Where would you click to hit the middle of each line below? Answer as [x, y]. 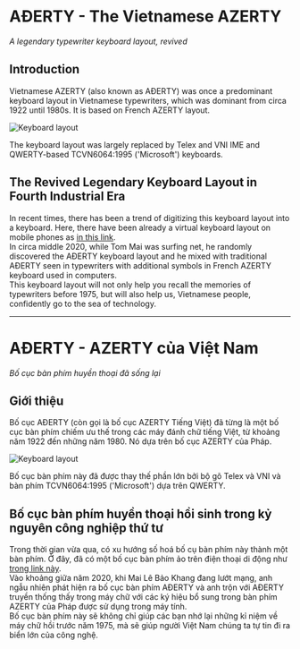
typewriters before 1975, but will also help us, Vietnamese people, [130, 294]
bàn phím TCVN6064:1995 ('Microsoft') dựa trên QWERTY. [117, 486]
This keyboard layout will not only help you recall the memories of [130, 285]
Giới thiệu [37, 401]
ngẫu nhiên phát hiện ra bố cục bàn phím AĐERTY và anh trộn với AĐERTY [146, 587]
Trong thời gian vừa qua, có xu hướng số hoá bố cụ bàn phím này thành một [149, 550]
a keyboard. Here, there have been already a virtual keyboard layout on [140, 227]
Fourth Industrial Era [67, 196]
